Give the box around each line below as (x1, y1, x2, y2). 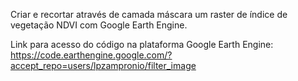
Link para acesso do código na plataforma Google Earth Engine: (10, 39, 274, 50)
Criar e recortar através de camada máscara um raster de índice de (10, 9, 288, 20)
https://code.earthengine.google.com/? (10, 49, 173, 61)
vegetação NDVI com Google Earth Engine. (10, 19, 188, 31)
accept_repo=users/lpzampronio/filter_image (10, 60, 197, 71)
